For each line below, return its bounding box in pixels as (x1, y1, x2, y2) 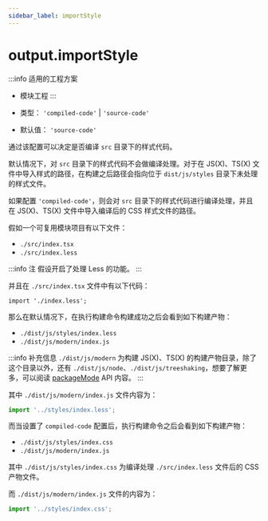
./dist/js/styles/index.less (19, 329, 117, 337)
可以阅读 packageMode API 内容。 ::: (22, 373, 144, 383)
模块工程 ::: (19, 90, 57, 100)
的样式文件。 (8, 178, 50, 188)
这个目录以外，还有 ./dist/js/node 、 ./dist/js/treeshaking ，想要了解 (8, 363, 241, 372)
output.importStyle (8, 46, 139, 64)
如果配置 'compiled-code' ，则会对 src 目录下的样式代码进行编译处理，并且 (8, 195, 254, 205)
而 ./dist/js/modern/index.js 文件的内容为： (8, 489, 158, 499)
